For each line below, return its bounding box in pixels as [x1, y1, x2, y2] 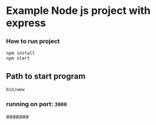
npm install [6, 51, 35, 56]
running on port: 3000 [6, 100, 67, 108]
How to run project [6, 37, 60, 45]
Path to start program [6, 71, 86, 81]
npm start [6, 55, 30, 62]
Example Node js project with [6, 4, 151, 17]
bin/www [6, 87, 25, 92]
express [6, 16, 46, 30]
